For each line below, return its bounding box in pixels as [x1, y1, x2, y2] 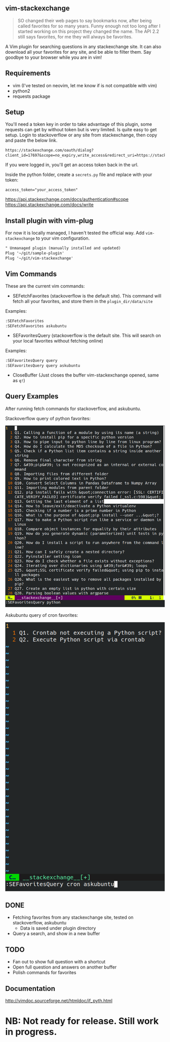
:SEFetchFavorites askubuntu [5, 324, 67, 329]
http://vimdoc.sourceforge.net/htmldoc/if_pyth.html [5, 997, 113, 1003]
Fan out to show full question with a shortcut [12, 959, 106, 965]
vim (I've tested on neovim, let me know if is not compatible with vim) [12, 82, 157, 88]
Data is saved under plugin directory [20, 925, 96, 932]
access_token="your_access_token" [5, 188, 78, 193]
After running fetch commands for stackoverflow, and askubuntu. [5, 405, 141, 412]
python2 [12, 88, 30, 94]
